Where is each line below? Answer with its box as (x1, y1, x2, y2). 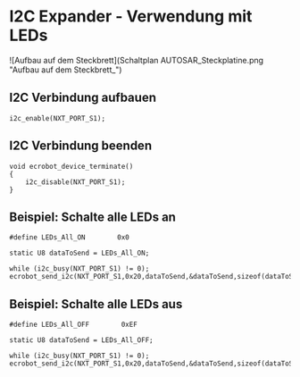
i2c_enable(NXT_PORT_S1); (9, 113, 105, 122)
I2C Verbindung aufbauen (9, 90, 156, 105)
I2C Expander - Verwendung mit (9, 6, 253, 27)
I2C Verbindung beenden (9, 138, 153, 154)
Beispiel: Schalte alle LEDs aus (9, 297, 183, 312)
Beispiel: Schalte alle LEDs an (9, 209, 177, 224)
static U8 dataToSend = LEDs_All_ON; (9, 248, 150, 258)
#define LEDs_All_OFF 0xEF (9, 320, 138, 330)
